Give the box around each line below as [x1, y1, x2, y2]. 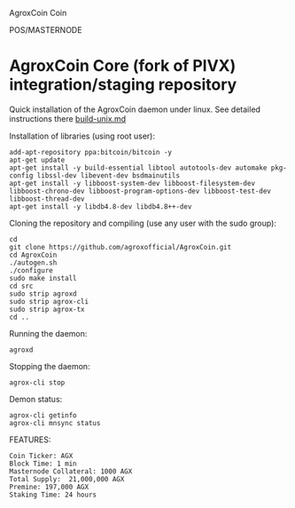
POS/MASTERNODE [9, 25, 82, 35]
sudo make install [9, 274, 77, 282]
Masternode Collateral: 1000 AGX [9, 466, 133, 476]
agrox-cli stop [9, 377, 66, 387]
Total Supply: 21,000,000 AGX [9, 474, 125, 483]
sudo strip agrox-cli [9, 297, 89, 306]
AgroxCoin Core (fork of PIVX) [9, 56, 237, 76]
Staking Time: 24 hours [9, 490, 97, 499]
